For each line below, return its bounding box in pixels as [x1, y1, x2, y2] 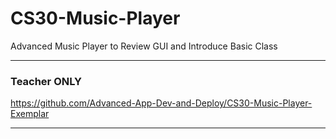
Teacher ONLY [10, 74, 82, 88]
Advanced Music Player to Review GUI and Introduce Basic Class [10, 40, 278, 52]
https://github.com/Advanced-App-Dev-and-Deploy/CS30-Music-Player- [10, 97, 313, 109]
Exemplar [10, 108, 50, 120]
